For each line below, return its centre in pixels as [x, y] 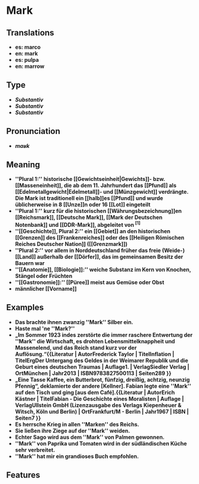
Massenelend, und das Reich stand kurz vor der [76, 348]
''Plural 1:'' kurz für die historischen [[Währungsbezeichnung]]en [98, 211]
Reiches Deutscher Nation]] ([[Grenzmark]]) [71, 244]
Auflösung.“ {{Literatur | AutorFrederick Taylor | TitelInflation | [94, 354]
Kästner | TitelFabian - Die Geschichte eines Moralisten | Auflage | [99, 399]
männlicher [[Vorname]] [46, 289]
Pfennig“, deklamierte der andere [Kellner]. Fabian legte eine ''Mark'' [103, 386]
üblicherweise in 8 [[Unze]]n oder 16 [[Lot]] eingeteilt [83, 204]
